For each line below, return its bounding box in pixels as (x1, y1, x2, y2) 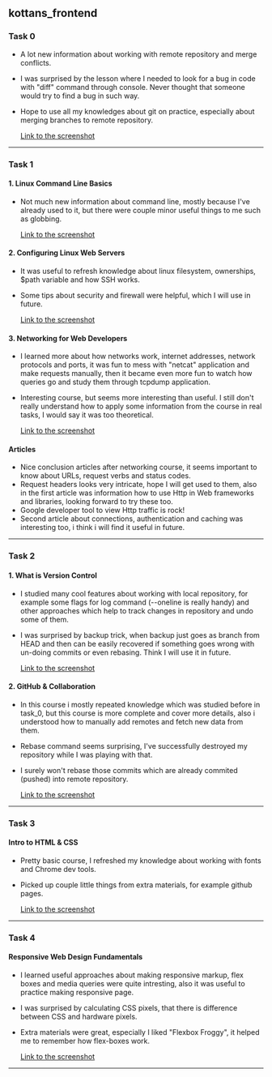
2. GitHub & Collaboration (8, 682, 96, 691)
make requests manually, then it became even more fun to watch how (19, 369, 253, 378)
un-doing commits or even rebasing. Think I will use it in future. (19, 647, 232, 657)
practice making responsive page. (19, 988, 134, 997)
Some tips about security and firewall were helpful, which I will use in (19, 291, 251, 301)
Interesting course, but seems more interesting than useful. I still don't (19, 393, 254, 403)
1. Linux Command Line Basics (8, 178, 113, 189)
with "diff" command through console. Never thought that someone (19, 82, 245, 92)
